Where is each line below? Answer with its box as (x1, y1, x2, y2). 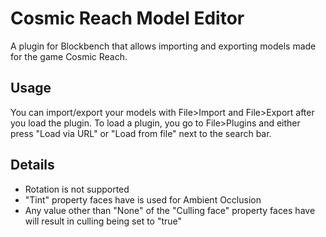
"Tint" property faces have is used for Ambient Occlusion (24, 193, 262, 206)
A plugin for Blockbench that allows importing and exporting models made (10, 40, 317, 52)
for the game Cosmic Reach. (10, 50, 128, 62)
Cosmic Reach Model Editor (10, 7, 245, 30)
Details (10, 157, 55, 174)
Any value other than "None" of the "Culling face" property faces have (24, 204, 316, 216)
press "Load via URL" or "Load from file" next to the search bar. (10, 127, 272, 139)
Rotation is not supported (24, 183, 130, 195)
